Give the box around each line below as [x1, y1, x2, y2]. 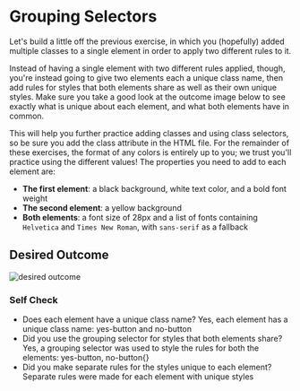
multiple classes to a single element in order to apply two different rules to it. [9, 45, 292, 56]
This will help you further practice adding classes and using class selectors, [9, 127, 289, 138]
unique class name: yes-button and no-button [21, 324, 193, 335]
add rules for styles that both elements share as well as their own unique [9, 82, 278, 92]
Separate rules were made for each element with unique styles [21, 371, 254, 382]
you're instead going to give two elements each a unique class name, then [9, 72, 284, 83]
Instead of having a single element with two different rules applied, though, [9, 63, 286, 74]
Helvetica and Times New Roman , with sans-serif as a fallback [21, 222, 249, 232]
